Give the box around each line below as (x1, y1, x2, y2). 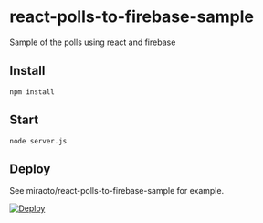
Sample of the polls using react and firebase (9, 37, 176, 48)
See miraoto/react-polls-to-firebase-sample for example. (9, 186, 225, 196)
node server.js (9, 136, 68, 145)
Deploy (9, 161, 51, 176)
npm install (9, 87, 55, 97)
